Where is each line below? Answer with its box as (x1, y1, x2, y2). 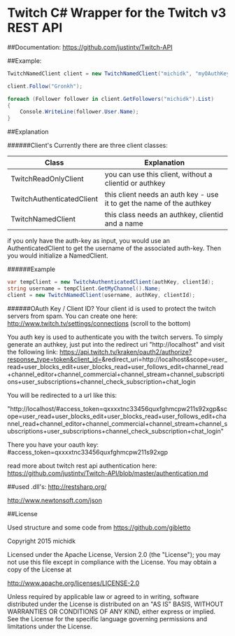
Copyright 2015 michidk (7, 537, 76, 545)
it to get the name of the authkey (104, 198, 212, 208)
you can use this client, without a (104, 170, 213, 179)
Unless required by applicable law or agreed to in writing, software (7, 592, 199, 600)
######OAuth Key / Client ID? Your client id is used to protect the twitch (7, 304, 216, 312)
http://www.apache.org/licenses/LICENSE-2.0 (7, 579, 140, 587)
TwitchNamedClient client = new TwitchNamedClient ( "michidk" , (7, 70, 192, 77)
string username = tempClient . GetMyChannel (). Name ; (7, 285, 161, 292)
